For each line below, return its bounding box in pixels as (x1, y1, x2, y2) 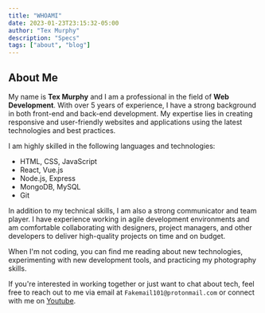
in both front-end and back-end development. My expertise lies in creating (8, 108, 253, 118)
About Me (8, 71, 58, 84)
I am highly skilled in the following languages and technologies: (8, 141, 216, 151)
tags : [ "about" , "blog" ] (8, 41, 91, 49)
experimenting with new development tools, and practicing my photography (8, 255, 257, 264)
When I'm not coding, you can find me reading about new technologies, (8, 246, 244, 256)
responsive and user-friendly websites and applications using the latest (8, 117, 243, 127)
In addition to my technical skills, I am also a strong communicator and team (8, 205, 257, 215)
